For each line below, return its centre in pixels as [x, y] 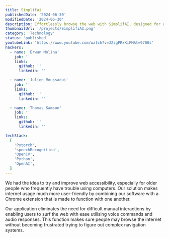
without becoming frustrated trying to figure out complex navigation [75, 224]
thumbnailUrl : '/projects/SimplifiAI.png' [50, 29]
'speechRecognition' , [37, 150]
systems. [15, 230]
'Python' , [25, 159]
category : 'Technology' [30, 33]
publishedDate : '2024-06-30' [36, 15]
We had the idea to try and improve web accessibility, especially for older [81, 183]
